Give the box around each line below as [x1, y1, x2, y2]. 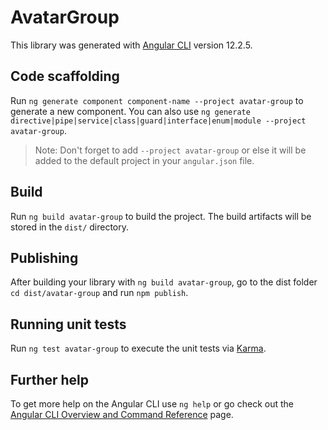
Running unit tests [10, 316, 127, 333]
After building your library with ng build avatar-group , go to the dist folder [10, 276, 318, 288]
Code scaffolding [10, 68, 120, 85]
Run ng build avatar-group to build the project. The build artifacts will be [10, 210, 312, 222]
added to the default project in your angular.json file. [34, 154, 255, 166]
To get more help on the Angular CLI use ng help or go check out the [10, 398, 294, 410]
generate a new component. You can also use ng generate [10, 105, 251, 117]
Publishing [10, 249, 79, 266]
